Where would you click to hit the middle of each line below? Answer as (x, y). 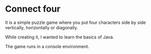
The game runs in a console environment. (47, 46)
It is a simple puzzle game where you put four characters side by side (75, 22)
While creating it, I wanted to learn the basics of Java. (60, 37)
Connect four (33, 9)
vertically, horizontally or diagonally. (42, 27)
